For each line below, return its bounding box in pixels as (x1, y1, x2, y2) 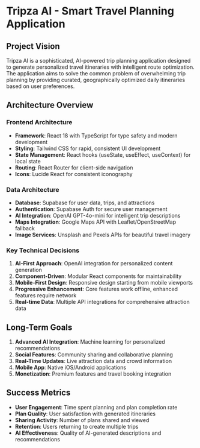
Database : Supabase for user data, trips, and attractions (14, 199, 155, 206)
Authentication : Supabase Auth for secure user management (14, 205, 168, 212)
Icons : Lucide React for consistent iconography (14, 170, 133, 177)
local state (14, 157, 41, 165)
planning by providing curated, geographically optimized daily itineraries (6, 77, 185, 83)
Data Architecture (6, 185, 59, 194)
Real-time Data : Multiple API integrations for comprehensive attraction (14, 298, 190, 306)
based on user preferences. (6, 83, 75, 90)
